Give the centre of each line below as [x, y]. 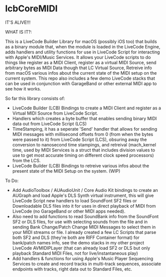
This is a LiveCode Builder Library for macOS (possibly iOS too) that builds [81, 41]
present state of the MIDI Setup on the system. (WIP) [66, 171]
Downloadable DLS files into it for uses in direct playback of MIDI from [84, 206]
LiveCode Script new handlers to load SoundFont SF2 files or [75, 200]
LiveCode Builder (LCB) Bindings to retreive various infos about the [81, 166]
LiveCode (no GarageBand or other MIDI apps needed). [69, 211]
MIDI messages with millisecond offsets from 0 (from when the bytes [83, 134]
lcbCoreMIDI [31, 9]
